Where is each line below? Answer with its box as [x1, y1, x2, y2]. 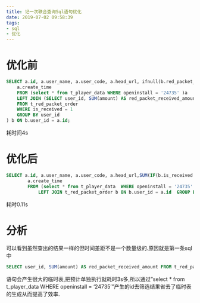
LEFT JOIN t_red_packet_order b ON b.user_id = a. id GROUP [37, 189, 190, 195]
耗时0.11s [6, 201, 29, 208]
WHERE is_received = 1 [17, 106, 73, 112]
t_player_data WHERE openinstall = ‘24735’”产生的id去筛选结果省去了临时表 [6, 283, 192, 290]
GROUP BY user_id [17, 112, 60, 118]
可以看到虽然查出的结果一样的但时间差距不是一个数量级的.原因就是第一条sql [6, 244, 192, 252]
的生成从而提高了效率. [6, 290, 61, 298]
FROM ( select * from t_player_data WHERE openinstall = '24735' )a [17, 90, 187, 96]
